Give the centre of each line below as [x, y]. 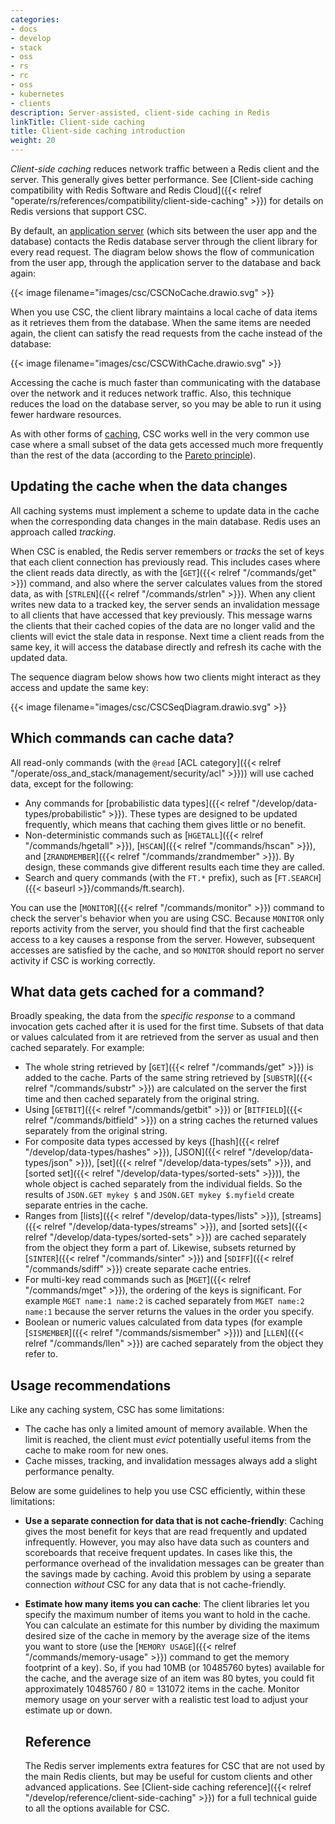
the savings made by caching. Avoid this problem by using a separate [168, 1574]
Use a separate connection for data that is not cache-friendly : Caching [174, 1521]
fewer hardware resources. [66, 414]
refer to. [41, 1354]
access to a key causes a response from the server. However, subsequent [162, 939]
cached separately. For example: [77, 1048]
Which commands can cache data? [122, 738]
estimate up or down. [68, 1710]
